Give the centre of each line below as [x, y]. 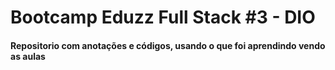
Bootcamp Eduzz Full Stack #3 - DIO [163, 17]
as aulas [28, 56]
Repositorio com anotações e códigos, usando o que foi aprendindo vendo [168, 45]
